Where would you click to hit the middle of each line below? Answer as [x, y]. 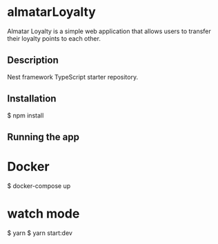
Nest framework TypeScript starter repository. [73, 77]
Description [33, 60]
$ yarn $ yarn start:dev [40, 233]
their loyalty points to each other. [54, 38]
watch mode [43, 214]
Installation [32, 98]
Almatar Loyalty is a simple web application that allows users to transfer [109, 31]
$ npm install [26, 115]
